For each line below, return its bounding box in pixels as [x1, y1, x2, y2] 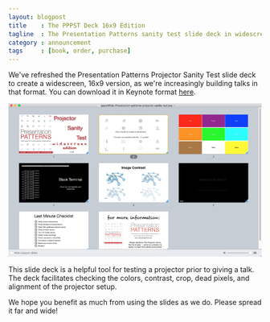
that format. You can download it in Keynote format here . [8, 87, 196, 97]
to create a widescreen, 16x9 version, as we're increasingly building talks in [8, 79, 259, 89]
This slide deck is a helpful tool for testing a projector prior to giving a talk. [8, 264, 255, 274]
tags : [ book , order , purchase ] [8, 47, 131, 56]
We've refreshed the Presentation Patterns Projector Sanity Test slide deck [8, 70, 256, 80]
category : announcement [8, 39, 92, 47]
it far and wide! [8, 306, 59, 316]
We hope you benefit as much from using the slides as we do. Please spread [8, 297, 262, 307]
